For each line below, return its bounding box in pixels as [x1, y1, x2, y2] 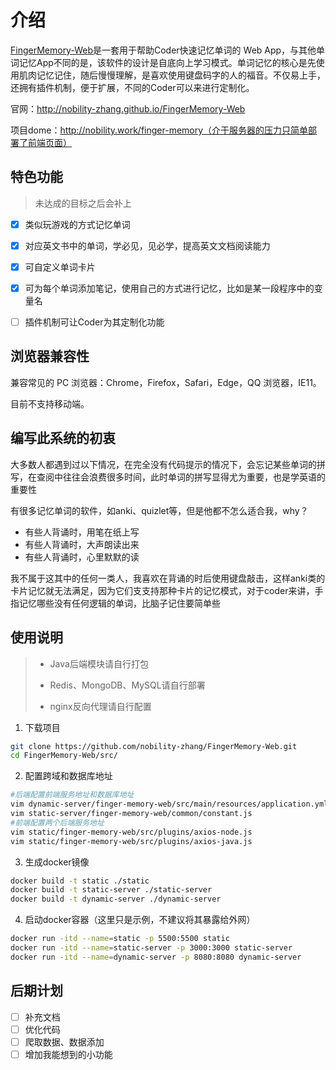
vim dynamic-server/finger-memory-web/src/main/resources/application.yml [10, 799, 329, 810]
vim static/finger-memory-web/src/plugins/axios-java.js [10, 836, 253, 846]
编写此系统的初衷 [10, 430, 116, 447]
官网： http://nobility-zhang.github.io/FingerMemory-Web [10, 102, 246, 115]
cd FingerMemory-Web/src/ [10, 751, 118, 761]
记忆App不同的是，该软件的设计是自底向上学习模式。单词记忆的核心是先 [18, 56, 317, 68]
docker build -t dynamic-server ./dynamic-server [10, 894, 222, 905]
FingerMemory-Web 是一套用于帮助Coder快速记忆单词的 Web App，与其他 [10, 44, 317, 56]
